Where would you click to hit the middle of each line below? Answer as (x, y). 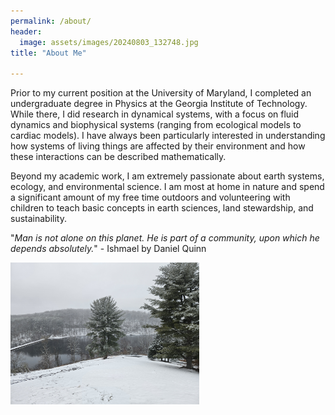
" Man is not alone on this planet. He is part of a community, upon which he (165, 238)
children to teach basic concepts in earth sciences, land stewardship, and (162, 208)
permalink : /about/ (51, 21)
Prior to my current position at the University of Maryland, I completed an (161, 93)
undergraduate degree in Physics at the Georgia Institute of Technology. (159, 104)
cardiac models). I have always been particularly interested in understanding (168, 136)
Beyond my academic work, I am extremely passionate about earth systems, (167, 176)
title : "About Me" (48, 53)
